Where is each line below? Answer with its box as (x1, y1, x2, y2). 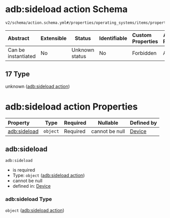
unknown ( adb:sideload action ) (5, 83, 70, 89)
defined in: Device (12, 183, 51, 189)
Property (8, 119, 30, 126)
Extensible (40, 34, 67, 41)
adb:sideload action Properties (5, 101, 138, 112)
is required (12, 167, 35, 173)
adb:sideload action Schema (5, 4, 128, 15)
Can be (8, 46, 25, 53)
